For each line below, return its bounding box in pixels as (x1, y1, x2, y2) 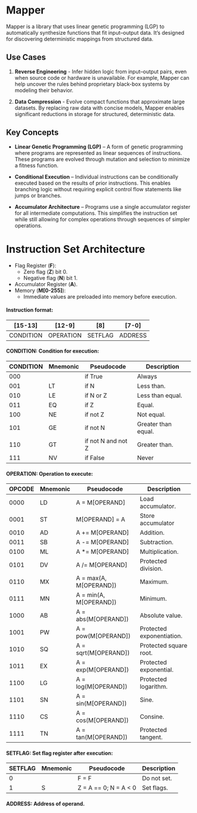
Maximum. (140, 578, 169, 586)
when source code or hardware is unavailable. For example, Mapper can (14, 74, 189, 81)
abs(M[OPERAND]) (76, 615, 129, 624)
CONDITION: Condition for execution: (6, 347, 100, 355)
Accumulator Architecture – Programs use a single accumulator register (14, 203, 191, 210)
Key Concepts (6, 127, 59, 138)
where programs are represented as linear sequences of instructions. (14, 149, 182, 156)
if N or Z (84, 391, 107, 399)
